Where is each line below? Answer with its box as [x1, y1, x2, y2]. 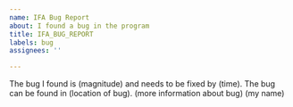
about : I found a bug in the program [9, 21, 150, 30]
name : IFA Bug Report [9, 12, 90, 22]
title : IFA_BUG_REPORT [9, 29, 94, 38]
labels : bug [9, 37, 54, 47]
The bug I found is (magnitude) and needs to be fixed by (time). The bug [9, 78, 275, 89]
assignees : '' [9, 46, 63, 55]
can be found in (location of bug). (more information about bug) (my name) [9, 88, 285, 99]
